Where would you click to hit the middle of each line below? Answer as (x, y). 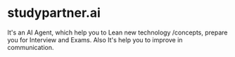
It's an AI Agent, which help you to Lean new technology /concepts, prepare (118, 32)
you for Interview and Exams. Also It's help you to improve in (95, 39)
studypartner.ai (54, 13)
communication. (31, 47)
